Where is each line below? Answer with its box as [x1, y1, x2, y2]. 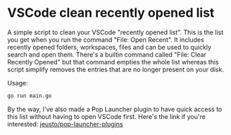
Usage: [7, 78, 28, 87]
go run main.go [7, 92, 52, 99]
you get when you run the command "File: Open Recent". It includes [7, 35, 204, 43]
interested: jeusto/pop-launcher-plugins [7, 120, 123, 128]
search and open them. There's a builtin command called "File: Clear [7, 50, 206, 59]
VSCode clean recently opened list [7, 5, 215, 21]
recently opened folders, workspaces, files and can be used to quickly [7, 43, 212, 51]
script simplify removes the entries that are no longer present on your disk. [7, 65, 224, 73]
